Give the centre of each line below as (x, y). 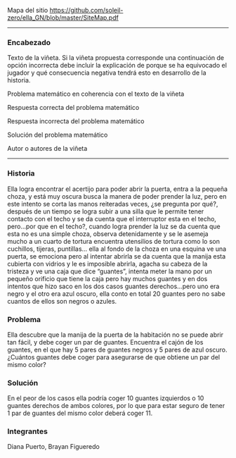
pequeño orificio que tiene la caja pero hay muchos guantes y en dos (107, 278)
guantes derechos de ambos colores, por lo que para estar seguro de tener (116, 406)
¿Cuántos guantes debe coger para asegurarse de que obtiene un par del (113, 357)
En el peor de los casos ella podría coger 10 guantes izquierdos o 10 (106, 398)
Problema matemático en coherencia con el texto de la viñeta (96, 94)
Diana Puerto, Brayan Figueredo (53, 447)
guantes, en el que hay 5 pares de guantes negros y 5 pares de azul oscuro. (117, 349)
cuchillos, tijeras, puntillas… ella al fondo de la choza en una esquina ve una (117, 249)
